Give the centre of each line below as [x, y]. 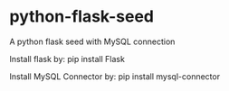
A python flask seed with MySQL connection [92, 41]
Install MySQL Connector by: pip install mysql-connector [114, 76]
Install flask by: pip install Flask [67, 59]
